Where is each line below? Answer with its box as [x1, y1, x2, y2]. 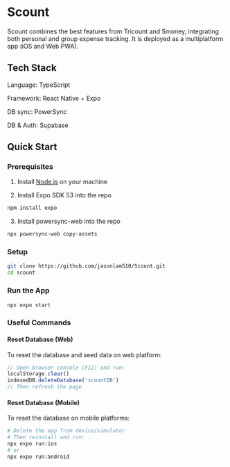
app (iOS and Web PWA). [7, 42, 79, 50]
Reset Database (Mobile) [7, 398, 80, 407]
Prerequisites [7, 162, 53, 172]
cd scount [7, 269, 36, 277]
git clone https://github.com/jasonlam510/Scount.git [7, 263, 166, 270]
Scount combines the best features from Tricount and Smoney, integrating [7, 27, 220, 35]
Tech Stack [7, 62, 57, 74]
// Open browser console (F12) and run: [7, 364, 126, 371]
